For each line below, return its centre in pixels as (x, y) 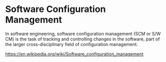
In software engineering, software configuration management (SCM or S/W (83, 33)
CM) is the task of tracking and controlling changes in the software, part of (82, 39)
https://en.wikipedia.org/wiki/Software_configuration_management (74, 54)
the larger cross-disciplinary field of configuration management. (72, 44)
